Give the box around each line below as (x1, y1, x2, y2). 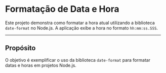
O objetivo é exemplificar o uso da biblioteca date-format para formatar (5, 57, 151, 63)
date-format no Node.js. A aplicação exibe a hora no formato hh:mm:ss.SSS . (5, 25, 158, 31)
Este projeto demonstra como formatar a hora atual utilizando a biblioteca (5, 20, 155, 26)
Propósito (5, 44, 36, 52)
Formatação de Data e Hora (5, 3, 120, 15)
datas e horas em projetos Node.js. (5, 62, 77, 68)
